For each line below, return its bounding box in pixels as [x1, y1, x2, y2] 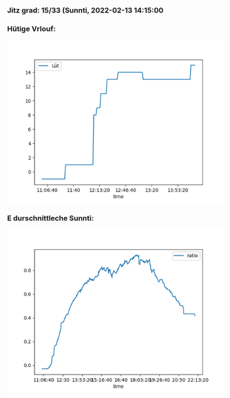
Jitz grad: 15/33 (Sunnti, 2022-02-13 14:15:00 [7, 6, 164, 15]
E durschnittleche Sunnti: [7, 213, 94, 223]
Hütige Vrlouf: [7, 23, 56, 33]
